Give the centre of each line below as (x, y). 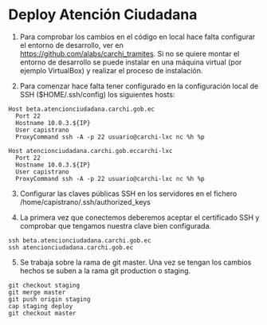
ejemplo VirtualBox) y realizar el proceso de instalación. (111, 70)
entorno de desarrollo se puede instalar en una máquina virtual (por (131, 62)
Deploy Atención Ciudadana (103, 15)
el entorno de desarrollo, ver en (71, 45)
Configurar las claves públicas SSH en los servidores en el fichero (128, 194)
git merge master (37, 292)
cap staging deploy (41, 306)
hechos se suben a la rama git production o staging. (105, 270)
